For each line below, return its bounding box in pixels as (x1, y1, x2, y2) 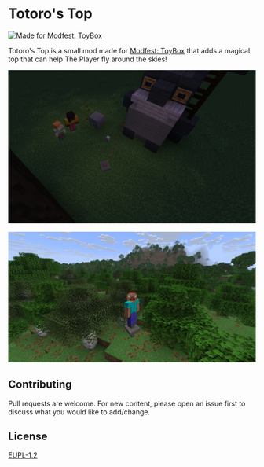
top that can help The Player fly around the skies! (8, 54, 167, 64)
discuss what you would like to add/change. (8, 406, 151, 417)
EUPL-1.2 (8, 450, 38, 460)
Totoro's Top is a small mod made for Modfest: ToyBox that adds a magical (8, 46, 251, 55)
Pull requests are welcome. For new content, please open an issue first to (8, 399, 246, 408)
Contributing (8, 378, 72, 392)
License (8, 429, 48, 443)
